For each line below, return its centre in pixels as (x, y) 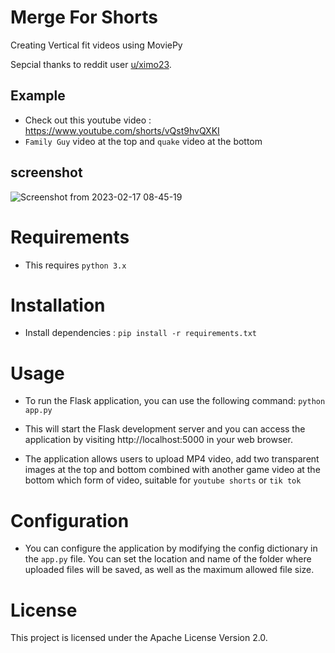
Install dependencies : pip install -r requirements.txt (140, 333)
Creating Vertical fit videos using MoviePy (96, 45)
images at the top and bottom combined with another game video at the (172, 470)
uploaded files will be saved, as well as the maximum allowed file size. (169, 570)
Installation (58, 305)
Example (38, 96)
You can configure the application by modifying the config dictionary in (171, 548)
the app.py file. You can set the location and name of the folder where (168, 559)
